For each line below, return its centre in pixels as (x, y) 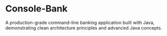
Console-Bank (36, 9)
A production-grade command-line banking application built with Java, (80, 22)
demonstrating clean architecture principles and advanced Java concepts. (84, 27)
